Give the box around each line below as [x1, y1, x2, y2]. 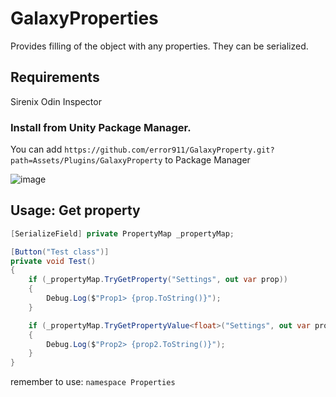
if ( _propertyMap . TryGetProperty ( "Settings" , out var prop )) [28, 275, 288, 285]
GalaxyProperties [10, 7, 159, 30]
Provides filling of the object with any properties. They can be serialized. [10, 40, 309, 52]
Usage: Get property [10, 202, 141, 219]
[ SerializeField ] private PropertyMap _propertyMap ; [10, 228, 235, 239]
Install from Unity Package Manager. [10, 120, 192, 134]
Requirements [10, 69, 100, 86]
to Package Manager [164, 154, 251, 166]
